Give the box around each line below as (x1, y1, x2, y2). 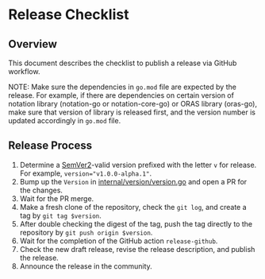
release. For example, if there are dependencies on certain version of (8, 91, 234, 100)
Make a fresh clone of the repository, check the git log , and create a (19, 202, 248, 211)
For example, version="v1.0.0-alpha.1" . (19, 169, 152, 178)
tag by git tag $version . (19, 211, 102, 220)
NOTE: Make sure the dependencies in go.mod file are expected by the (8, 82, 236, 91)
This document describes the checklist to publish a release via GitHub (8, 58, 237, 68)
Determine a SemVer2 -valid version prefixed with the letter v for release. (19, 160, 257, 169)
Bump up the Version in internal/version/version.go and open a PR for (19, 176, 248, 186)
